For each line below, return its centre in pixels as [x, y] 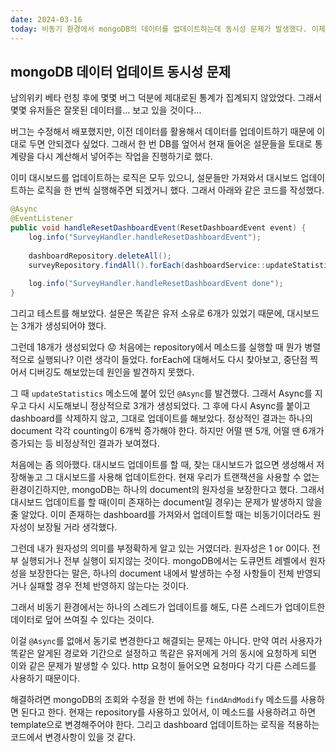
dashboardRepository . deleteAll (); [100, 256]
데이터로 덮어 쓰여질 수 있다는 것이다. [82, 620]
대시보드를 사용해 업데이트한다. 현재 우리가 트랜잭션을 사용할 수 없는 [187, 477]
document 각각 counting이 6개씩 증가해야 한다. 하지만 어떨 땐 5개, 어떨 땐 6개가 [167, 431]
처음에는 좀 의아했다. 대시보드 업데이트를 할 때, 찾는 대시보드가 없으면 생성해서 [162, 465]
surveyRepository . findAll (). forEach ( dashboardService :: [147, 265]
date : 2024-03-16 [46, 19]
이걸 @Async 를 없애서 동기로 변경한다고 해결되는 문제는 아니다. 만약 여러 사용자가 [166, 641]
